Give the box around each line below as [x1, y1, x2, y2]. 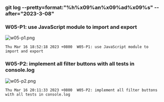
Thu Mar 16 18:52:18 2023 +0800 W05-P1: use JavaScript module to [5, 44, 149, 50]
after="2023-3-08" [5, 10, 54, 17]
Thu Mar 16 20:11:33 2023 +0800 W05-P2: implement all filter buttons [5, 88, 157, 93]
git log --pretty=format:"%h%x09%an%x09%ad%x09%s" [5, 4, 153, 11]
